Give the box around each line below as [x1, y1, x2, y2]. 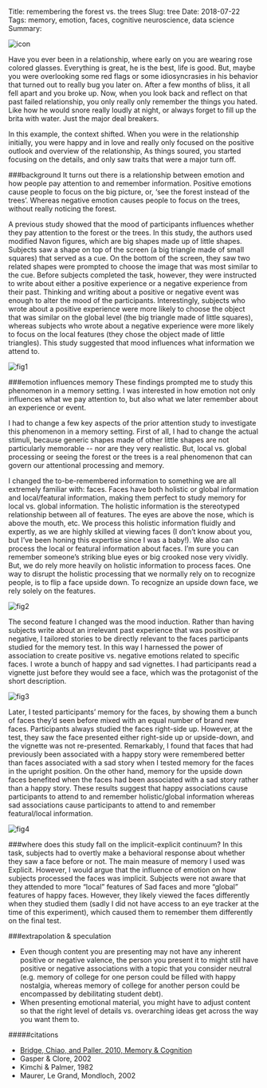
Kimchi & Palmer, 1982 [19, 1062, 94, 1071]
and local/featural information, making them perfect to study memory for [8, 493, 247, 502]
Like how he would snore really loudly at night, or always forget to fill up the [8, 105, 257, 115]
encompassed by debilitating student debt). [19, 989, 163, 999]
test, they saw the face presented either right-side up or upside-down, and [8, 733, 254, 742]
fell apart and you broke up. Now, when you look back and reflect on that [8, 88, 248, 98]
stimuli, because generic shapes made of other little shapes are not [8, 435, 230, 445]
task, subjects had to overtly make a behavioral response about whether [8, 848, 245, 858]
